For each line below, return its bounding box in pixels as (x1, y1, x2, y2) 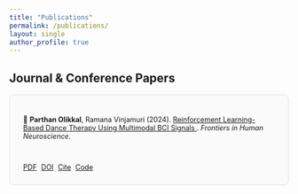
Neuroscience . (23, 131, 71, 141)
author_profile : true (9, 37, 90, 47)
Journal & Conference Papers (9, 70, 176, 85)
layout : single (9, 29, 66, 38)
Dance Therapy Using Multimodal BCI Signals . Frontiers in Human (45, 123, 264, 133)
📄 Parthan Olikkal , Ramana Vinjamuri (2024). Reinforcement (23, 114, 222, 124)
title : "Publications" (9, 12, 93, 22)
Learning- (223, 114, 255, 124)
